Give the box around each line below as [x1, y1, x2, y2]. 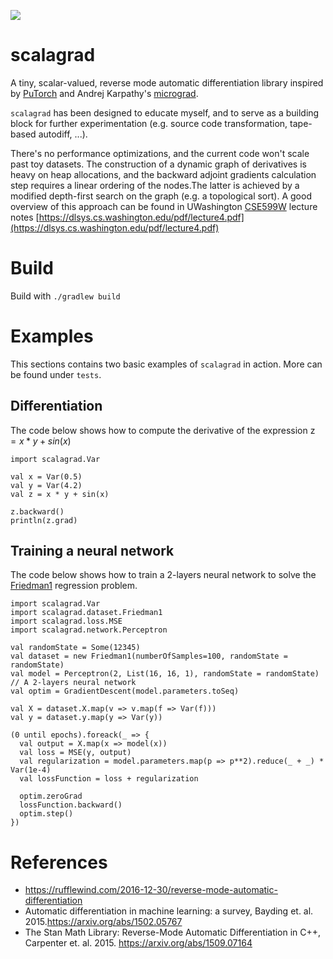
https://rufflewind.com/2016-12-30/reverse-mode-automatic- [24, 884, 278, 896]
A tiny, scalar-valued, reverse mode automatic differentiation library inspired [10, 76, 324, 89]
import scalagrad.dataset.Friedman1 [10, 608, 163, 618]
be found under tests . [10, 368, 102, 380]
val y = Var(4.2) [10, 480, 83, 490]
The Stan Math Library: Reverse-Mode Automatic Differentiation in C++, [24, 926, 322, 939]
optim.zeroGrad [19, 791, 83, 802]
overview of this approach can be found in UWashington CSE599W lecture [10, 200, 318, 212]
